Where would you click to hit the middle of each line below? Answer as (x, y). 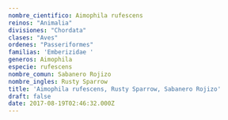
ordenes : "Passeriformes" (51, 45)
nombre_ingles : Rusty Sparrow (58, 81)
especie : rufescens (40, 67)
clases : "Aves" (33, 37)
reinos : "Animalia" (40, 23)
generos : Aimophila (40, 60)
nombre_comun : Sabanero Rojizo (60, 74)
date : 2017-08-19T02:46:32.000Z (61, 103)
